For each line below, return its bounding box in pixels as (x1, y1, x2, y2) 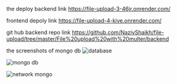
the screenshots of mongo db (6, 47, 81, 54)
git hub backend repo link (6, 29, 71, 36)
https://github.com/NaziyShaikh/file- (72, 29, 164, 36)
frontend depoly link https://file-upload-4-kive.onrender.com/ (6, 17, 162, 24)
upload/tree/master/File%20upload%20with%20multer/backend (6, 35, 170, 42)
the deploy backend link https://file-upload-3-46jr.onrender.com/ (6, 5, 171, 12)
